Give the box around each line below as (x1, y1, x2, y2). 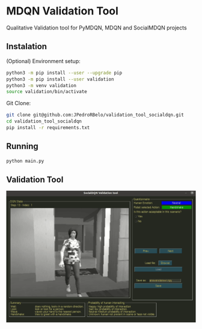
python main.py (6, 158, 44, 164)
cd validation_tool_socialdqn (6, 118, 82, 124)
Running (6, 141, 39, 151)
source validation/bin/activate (6, 89, 87, 95)
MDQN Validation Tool (6, 4, 119, 18)
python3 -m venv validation (6, 82, 77, 88)
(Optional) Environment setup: (6, 57, 81, 64)
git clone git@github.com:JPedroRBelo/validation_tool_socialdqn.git (6, 112, 185, 118)
